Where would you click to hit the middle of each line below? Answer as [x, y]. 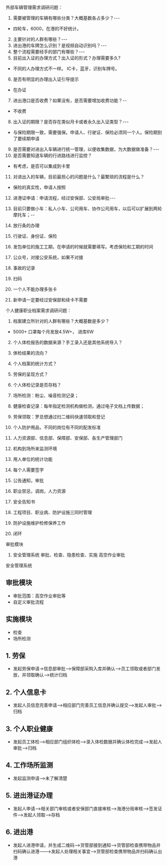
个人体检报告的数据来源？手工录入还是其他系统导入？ [68, 342]
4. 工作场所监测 [29, 765]
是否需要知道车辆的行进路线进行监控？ [52, 155]
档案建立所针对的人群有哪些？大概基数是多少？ [61, 321]
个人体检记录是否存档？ [37, 385]
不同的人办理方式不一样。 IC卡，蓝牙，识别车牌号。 [66, 68]
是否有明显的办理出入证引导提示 [46, 79]
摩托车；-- [24, 215]
